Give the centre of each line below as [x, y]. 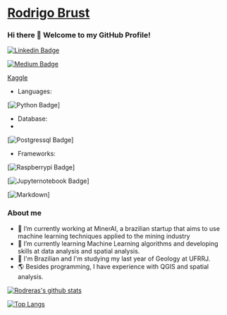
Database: [32, 119]
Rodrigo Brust [49, 13]
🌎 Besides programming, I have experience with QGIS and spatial [113, 266]
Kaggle [18, 78]
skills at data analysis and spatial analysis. [79, 251]
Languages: [35, 91]
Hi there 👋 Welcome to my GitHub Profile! [79, 35]
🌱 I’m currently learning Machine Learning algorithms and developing [118, 243]
